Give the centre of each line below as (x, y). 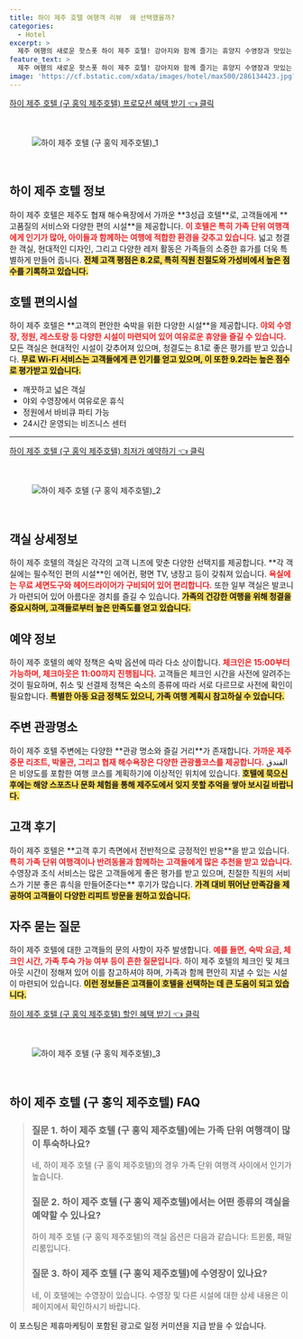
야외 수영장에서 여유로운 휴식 (73, 401)
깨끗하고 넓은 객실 (54, 390)
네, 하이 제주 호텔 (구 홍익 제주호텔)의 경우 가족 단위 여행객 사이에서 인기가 (161, 1165)
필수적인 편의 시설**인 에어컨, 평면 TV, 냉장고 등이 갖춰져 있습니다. (150, 574)
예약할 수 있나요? (66, 1215)
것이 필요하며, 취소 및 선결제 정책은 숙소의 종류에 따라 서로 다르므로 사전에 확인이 (151, 685)
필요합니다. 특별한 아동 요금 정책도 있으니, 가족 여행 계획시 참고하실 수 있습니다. (147, 696)
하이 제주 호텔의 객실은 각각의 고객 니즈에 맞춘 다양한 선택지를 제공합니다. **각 (147, 563)
